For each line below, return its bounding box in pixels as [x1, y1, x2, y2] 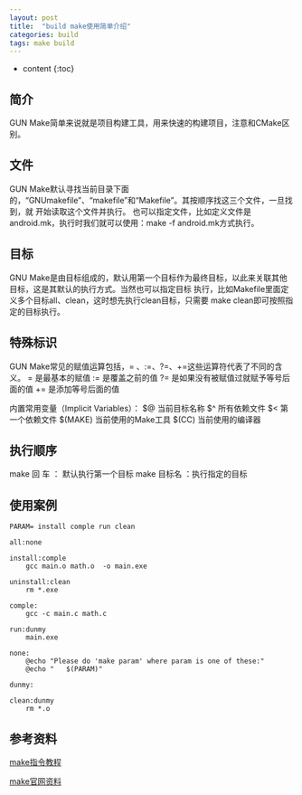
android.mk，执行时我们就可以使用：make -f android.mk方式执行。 [9, 217, 260, 228]
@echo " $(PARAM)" [25, 665, 103, 674]
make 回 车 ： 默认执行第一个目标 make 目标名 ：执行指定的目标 [9, 468, 248, 479]
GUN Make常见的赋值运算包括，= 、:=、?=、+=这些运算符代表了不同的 [9, 361, 275, 372]
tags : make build [9, 38, 75, 48]
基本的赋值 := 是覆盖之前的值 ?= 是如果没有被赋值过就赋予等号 [51, 372, 283, 383]
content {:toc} [22, 63, 75, 74]
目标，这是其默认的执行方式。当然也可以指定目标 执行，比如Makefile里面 [9, 283, 282, 294]
